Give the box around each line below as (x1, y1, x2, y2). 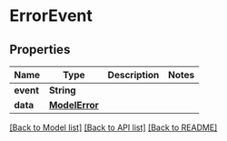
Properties (9, 42, 71, 57)
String (48, 84, 76, 96)
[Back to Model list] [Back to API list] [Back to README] (9, 122, 218, 133)
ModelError (48, 99, 100, 111)
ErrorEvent (9, 5, 94, 26)
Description (107, 69, 160, 81)
